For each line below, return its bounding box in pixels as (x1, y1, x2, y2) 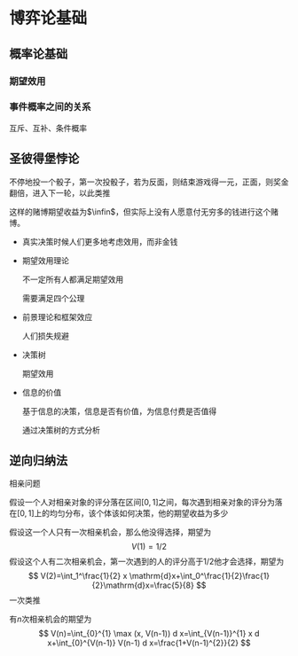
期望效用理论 (21, 254, 69, 266)
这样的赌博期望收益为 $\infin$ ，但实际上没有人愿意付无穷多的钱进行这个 (9, 206, 271, 217)
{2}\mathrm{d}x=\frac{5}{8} (91, 580, 195, 590)
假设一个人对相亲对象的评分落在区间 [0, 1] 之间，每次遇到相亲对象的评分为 (9, 497, 275, 508)
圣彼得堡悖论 (9, 152, 80, 167)
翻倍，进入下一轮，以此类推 (9, 187, 111, 198)
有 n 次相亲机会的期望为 (9, 613, 92, 625)
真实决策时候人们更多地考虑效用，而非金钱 (21, 236, 178, 246)
